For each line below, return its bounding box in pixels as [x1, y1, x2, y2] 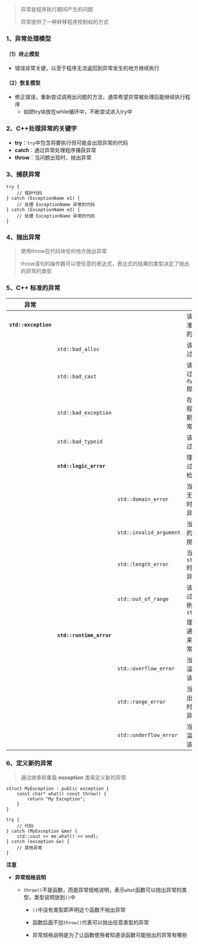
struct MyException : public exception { [6, 785, 110, 791]
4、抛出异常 [6, 233, 41, 241]
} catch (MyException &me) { [6, 828, 78, 834]
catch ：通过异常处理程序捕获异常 [14, 146, 97, 153]
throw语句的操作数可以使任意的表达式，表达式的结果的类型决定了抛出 [20, 260, 190, 267]
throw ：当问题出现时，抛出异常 [14, 154, 92, 161]
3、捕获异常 [6, 170, 41, 178]
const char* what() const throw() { [16, 791, 107, 797]
